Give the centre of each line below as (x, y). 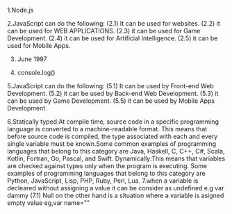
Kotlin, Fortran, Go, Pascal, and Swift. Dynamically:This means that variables (116, 158)
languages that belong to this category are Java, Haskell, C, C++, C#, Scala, (116, 151)
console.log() (36, 73)
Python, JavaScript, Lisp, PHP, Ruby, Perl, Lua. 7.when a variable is (103, 181)
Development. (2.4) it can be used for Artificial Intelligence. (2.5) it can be (113, 38)
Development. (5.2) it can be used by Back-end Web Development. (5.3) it (113, 93)
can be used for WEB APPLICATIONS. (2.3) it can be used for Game (104, 31)
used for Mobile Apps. (39, 46)
